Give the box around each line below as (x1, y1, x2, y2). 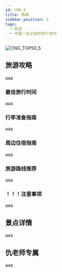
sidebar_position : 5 (5, 17, 49, 22)
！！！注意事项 (5, 190, 42, 197)
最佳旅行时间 (5, 88, 37, 96)
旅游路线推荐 (5, 165, 37, 172)
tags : (5, 21, 17, 27)
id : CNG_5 (5, 7, 26, 13)
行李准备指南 (5, 114, 37, 121)
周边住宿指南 (5, 139, 37, 146)
